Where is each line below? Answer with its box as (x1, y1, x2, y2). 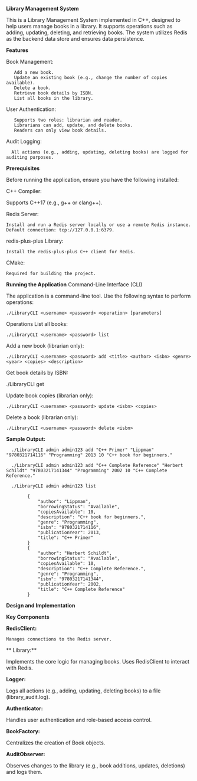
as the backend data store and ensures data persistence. (6, 35, 145, 42)
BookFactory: (6, 728, 40, 734)
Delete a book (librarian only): (6, 414, 78, 421)
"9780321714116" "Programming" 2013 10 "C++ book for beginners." (6, 452, 173, 458)
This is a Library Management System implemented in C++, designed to (6, 17, 181, 23)
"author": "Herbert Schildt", (37, 550, 112, 556)
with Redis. (6, 664, 33, 671)
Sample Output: (6, 436, 46, 442)
